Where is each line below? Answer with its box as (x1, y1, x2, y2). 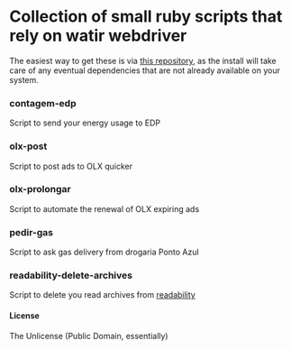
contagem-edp (9, 97, 77, 109)
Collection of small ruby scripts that (9, 6, 283, 27)
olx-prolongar (9, 183, 71, 196)
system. (9, 74, 39, 85)
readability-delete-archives (9, 269, 133, 281)
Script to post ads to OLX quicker (9, 161, 133, 171)
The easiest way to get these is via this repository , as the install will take (9, 55, 277, 66)
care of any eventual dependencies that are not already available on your (9, 65, 281, 76)
